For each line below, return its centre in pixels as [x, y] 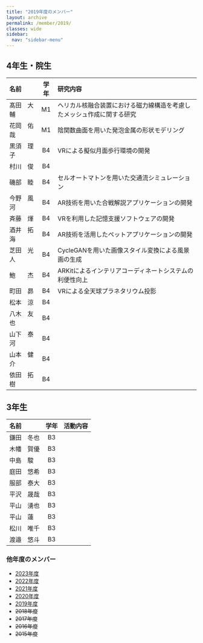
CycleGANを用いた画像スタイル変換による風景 [123, 250]
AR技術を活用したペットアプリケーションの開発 [125, 234]
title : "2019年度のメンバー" [40, 12]
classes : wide [24, 29]
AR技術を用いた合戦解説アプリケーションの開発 [125, 202]
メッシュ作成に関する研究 [100, 114]
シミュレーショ [169, 178]
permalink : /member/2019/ [39, 23]
